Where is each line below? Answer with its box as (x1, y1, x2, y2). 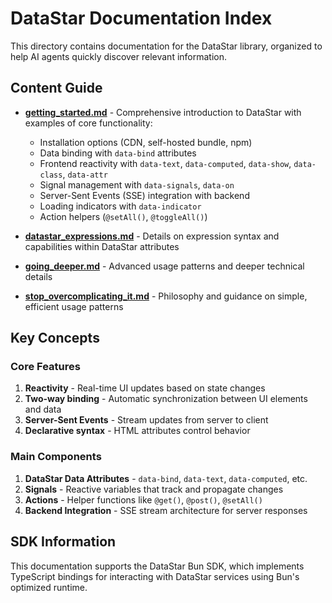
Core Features (10, 360, 81, 374)
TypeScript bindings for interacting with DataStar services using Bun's (10, 570, 300, 582)
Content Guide (10, 80, 103, 97)
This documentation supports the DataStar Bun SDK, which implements (10, 560, 305, 572)
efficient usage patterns (24, 300, 124, 312)
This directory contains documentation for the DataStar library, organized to (10, 40, 323, 52)
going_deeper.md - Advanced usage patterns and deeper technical (24, 260, 305, 272)
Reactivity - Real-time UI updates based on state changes (24, 382, 266, 394)
